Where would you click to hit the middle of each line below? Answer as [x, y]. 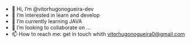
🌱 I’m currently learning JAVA [47, 21]
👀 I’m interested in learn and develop [56, 15]
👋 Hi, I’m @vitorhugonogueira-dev [53, 9]
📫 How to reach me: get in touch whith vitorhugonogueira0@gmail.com [98, 34]
